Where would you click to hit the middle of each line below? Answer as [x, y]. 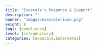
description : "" [22, 15]
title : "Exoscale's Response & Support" [49, 10]
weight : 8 [16, 24]
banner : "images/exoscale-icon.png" [44, 19]
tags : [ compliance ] [26, 29]
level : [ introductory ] [29, 34]
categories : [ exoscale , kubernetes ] [43, 39]
